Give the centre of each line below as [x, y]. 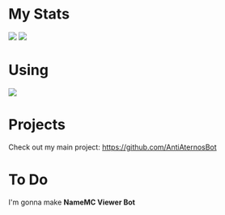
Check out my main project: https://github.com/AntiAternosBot [112, 147]
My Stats [39, 14]
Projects [37, 125]
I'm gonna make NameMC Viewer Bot [72, 202]
